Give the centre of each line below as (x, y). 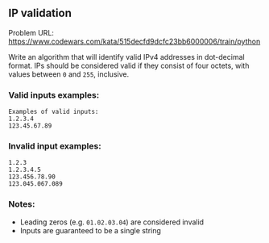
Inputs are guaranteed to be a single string (90, 230)
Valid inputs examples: (54, 94)
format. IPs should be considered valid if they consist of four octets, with (129, 65)
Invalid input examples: (55, 146)
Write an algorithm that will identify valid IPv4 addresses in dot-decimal (126, 57)
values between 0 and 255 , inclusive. (69, 74)
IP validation (40, 13)
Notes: (22, 204)
